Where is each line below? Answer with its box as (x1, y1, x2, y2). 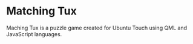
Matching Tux (6, 4, 77, 18)
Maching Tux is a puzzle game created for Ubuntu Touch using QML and (6, 24, 188, 31)
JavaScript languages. (6, 30, 62, 37)
